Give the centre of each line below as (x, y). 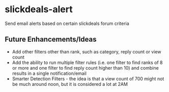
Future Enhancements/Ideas (51, 39)
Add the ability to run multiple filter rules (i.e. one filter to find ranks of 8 (88, 63)
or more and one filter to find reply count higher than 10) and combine (85, 68)
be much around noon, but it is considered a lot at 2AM (70, 84)
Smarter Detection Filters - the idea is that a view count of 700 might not (88, 79)
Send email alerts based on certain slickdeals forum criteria (67, 23)
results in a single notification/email (49, 73)
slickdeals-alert (39, 9)
